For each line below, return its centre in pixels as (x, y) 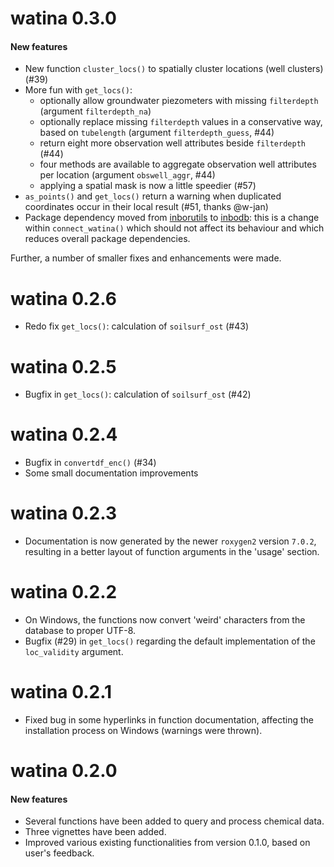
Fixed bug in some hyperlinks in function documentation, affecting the (169, 720)
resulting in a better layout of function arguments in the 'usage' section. (172, 552)
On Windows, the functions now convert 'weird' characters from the (165, 620)
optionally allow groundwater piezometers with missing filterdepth (179, 101)
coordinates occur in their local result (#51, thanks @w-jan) (146, 207)
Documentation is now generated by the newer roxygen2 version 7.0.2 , (170, 541)
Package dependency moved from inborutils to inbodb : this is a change (172, 218)
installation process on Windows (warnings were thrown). (143, 731)
